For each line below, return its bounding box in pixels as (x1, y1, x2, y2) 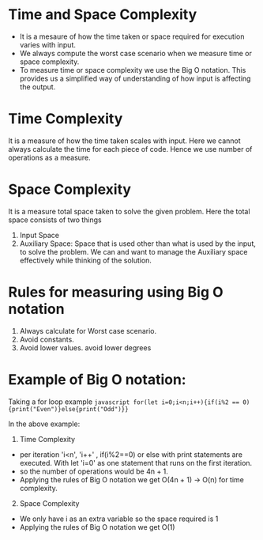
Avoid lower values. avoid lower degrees (19, 342, 152, 353)
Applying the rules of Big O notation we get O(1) (19, 522, 175, 531)
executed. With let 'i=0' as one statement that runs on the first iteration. (19, 458, 253, 467)
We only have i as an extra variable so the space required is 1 (19, 514, 219, 523)
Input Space (19, 230, 59, 240)
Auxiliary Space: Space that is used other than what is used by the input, (19, 239, 257, 248)
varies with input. (19, 40, 77, 49)
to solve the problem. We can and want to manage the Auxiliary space (19, 247, 248, 256)
